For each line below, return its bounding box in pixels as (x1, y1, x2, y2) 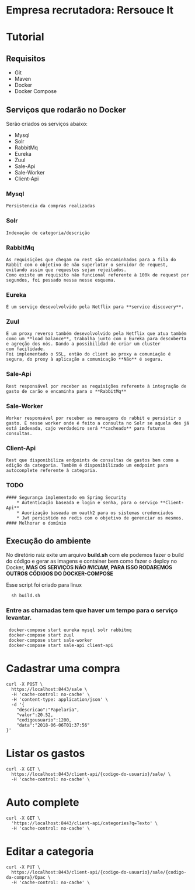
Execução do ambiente (6, 536, 92, 546)
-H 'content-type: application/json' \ (11, 696, 109, 703)
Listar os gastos (6, 747, 85, 760)
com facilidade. (6, 346, 46, 352)
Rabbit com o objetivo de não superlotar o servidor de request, (6, 262, 168, 268)
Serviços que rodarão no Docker (6, 105, 126, 115)
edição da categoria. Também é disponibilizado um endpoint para (6, 463, 168, 468)
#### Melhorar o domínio (6, 520, 67, 526)
